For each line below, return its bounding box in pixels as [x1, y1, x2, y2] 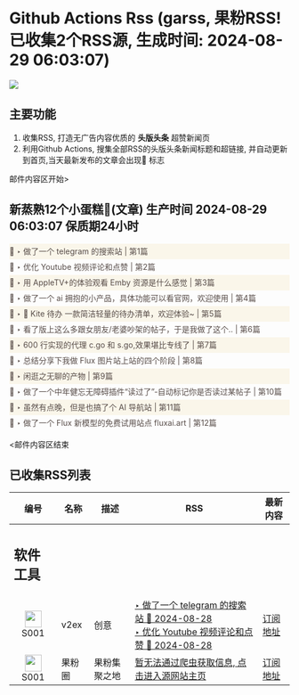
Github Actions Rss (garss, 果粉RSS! [9, 8, 282, 29]
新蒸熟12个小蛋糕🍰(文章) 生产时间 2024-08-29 [9, 202, 268, 217]
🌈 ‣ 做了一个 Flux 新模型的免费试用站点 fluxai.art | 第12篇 [9, 417, 217, 428]
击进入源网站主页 [134, 669, 206, 682]
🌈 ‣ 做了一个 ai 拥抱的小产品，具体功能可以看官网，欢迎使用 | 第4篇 [9, 292, 256, 303]
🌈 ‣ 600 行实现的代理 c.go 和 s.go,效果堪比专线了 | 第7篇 [9, 339, 217, 350]
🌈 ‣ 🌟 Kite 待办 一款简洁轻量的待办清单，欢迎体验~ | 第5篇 [9, 308, 222, 319]
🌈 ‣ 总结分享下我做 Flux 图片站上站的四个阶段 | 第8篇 [9, 355, 203, 365]
